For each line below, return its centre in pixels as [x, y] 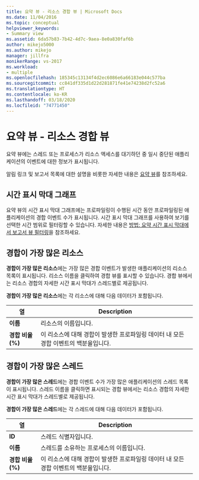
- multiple [20, 72]
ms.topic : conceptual [33, 23]
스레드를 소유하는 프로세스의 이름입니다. [93, 447]
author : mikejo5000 [30, 45]
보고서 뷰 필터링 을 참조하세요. [46, 233]
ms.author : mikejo [29, 50]
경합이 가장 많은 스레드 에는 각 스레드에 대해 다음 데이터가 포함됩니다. [85, 409]
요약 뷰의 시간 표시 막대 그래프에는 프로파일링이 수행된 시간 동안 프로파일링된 [95, 210]
